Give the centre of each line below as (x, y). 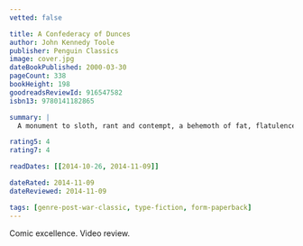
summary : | (30, 117)
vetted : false (36, 18)
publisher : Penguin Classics (64, 50)
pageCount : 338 (38, 76)
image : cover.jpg (42, 59)
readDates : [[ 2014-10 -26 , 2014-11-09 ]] (84, 167)
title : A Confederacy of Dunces (70, 34)
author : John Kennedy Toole (62, 42)
